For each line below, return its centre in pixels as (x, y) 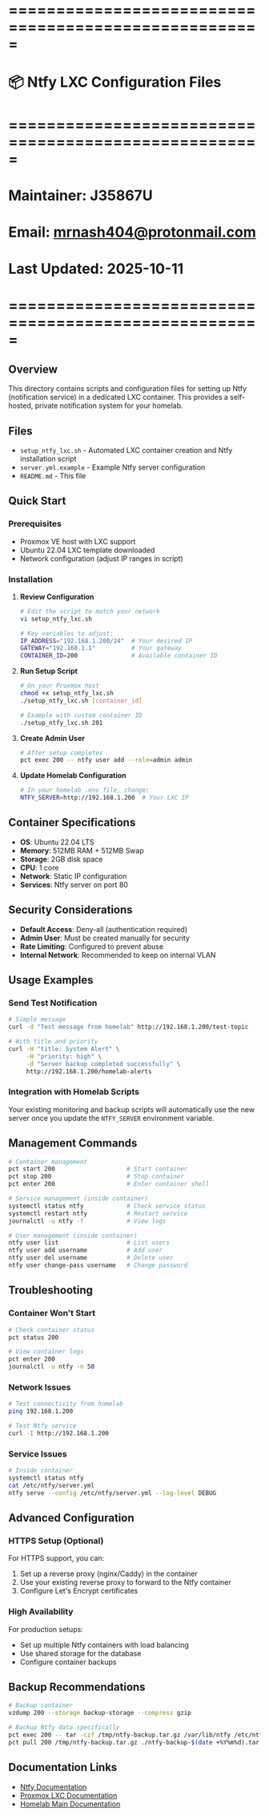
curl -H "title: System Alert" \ (64, 1048)
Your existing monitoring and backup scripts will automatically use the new (131, 1110)
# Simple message (37, 1020)
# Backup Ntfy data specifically (64, 1728)
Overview (33, 369)
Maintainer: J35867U (81, 195)
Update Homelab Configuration (73, 776)
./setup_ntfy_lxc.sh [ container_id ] (81, 700)
